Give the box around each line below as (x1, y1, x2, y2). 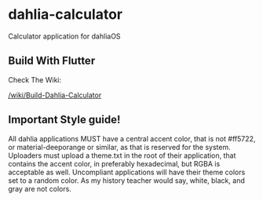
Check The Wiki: (8, 75, 61, 84)
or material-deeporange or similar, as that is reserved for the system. (8, 142, 231, 152)
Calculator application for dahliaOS (8, 31, 121, 41)
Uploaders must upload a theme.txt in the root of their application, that (8, 151, 236, 160)
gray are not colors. (8, 184, 72, 193)
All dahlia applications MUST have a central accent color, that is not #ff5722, (8, 133, 256, 143)
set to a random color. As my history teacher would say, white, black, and (8, 175, 245, 185)
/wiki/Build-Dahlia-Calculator (8, 90, 102, 100)
